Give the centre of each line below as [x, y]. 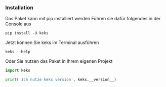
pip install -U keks [27, 33]
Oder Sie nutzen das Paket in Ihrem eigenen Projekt [59, 61]
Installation [19, 8]
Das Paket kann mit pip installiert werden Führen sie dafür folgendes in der [83, 19]
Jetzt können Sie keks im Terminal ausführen [52, 42]
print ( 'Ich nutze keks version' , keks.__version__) [61, 80]
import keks [18, 71]
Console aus [18, 24]
